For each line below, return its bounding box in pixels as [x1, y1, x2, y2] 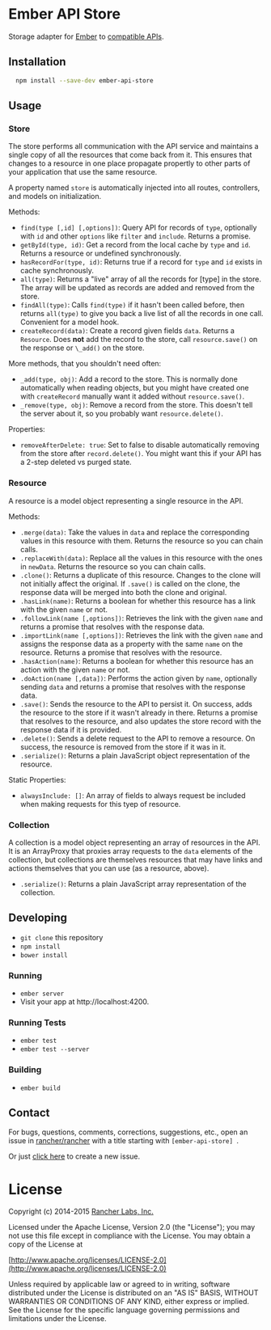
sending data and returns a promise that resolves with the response [19, 682, 246, 691]
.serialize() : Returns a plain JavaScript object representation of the [19, 750, 251, 760]
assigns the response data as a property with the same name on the [19, 639, 243, 648]
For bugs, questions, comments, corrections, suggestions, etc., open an [8, 1127, 248, 1137]
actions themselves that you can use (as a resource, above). [8, 863, 210, 873]
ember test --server [19, 1045, 90, 1053]
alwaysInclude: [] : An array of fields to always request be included [19, 790, 246, 800]
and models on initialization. [8, 192, 102, 201]
